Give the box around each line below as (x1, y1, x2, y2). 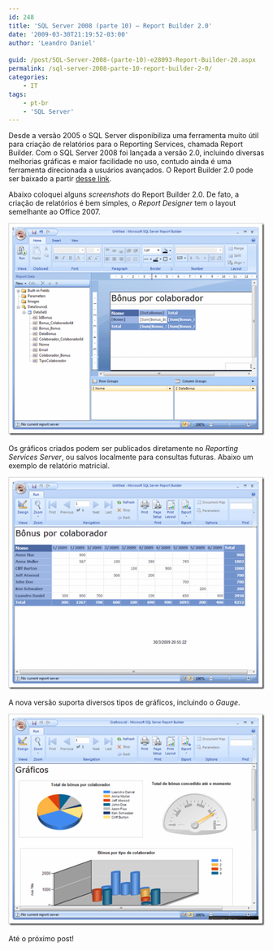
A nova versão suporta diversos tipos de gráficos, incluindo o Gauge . (8, 697, 241, 707)
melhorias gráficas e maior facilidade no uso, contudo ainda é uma (8, 157, 232, 167)
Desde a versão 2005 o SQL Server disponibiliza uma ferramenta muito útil (8, 131, 259, 141)
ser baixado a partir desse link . (8, 174, 112, 184)
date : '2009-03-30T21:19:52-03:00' (8, 30, 129, 38)
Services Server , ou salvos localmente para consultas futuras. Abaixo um (8, 452, 253, 462)
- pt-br (23, 98, 49, 107)
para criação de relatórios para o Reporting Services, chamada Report (8, 139, 244, 150)
